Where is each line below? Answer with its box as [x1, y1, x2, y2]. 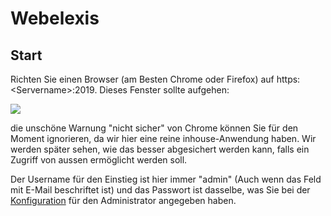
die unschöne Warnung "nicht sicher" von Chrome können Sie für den [10, 122, 299, 134]
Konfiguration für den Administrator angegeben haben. [10, 195, 237, 206]
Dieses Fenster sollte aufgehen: [99, 84, 230, 96]
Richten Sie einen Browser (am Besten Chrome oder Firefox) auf [10, 73, 275, 85]
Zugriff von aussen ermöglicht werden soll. [10, 154, 188, 166]
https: [276, 73, 301, 85]
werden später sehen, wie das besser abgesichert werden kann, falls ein [10, 143, 310, 155]
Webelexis [10, 7, 100, 30]
